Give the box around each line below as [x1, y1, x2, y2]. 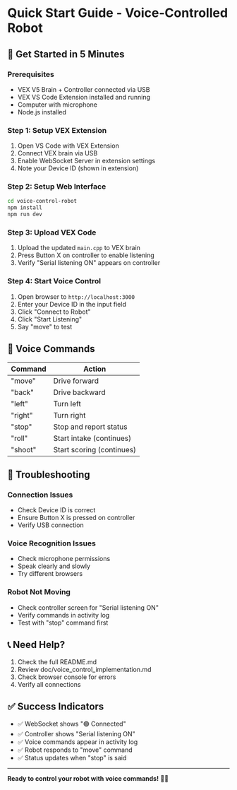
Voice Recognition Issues [7, 538, 97, 548]
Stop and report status [53, 422, 128, 432]
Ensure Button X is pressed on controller [17, 514, 135, 522]
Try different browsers [17, 570, 83, 578]
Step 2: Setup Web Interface [7, 182, 107, 191]
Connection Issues [7, 490, 73, 500]
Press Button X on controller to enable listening [17, 251, 155, 259]
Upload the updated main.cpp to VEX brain [17, 244, 141, 252]
